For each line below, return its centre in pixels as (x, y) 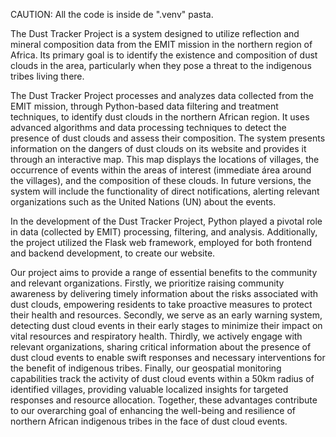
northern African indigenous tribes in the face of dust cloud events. (149, 421)
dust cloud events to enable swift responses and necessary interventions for (168, 357)
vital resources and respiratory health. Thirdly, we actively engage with (156, 336)
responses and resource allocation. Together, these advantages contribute (164, 400)
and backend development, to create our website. (113, 253)
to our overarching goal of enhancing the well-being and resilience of (153, 410)
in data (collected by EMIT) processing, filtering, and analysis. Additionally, (164, 232)
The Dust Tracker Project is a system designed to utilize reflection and (155, 33)
